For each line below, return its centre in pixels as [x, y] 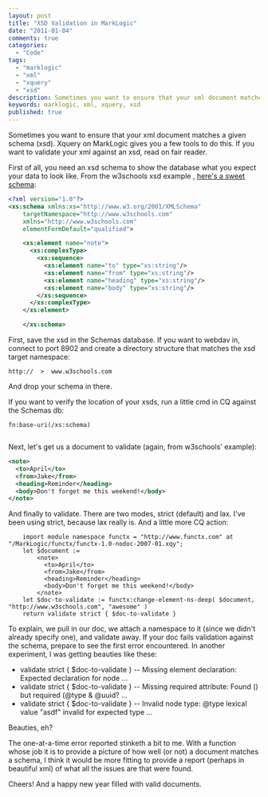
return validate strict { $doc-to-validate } [100, 614]
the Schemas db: [36, 410]
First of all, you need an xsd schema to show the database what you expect [132, 167]
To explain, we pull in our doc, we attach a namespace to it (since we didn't [132, 629]
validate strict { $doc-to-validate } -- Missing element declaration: [128, 670]
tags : [17, 61]
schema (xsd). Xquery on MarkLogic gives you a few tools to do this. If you [132, 143]
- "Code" [30, 53]
